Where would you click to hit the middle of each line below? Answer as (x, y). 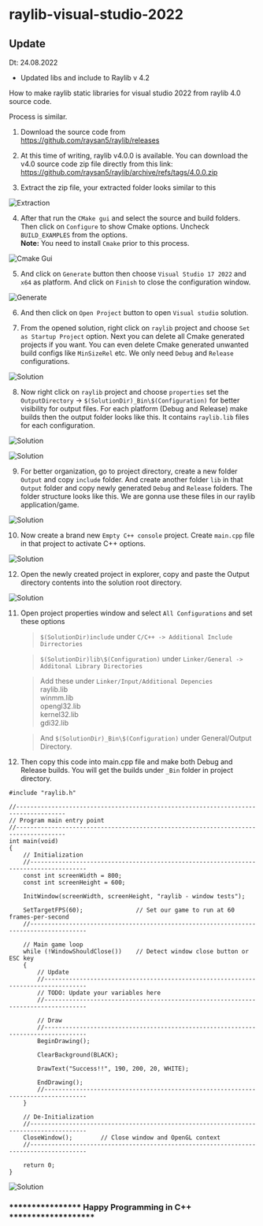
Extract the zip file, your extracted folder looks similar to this (118, 188)
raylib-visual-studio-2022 (96, 15)
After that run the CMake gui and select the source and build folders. (130, 218)
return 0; (39, 1165)
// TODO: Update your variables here (99, 993)
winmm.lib (57, 698)
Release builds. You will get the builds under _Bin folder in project (127, 770)
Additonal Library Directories (91, 667)
